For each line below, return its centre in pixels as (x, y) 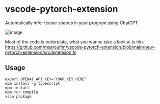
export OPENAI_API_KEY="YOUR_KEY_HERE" (46, 79)
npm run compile (22, 92)
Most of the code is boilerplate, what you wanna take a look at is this (74, 42)
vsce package (18, 96)
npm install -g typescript (33, 83)
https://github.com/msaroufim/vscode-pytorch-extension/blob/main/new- (80, 47)
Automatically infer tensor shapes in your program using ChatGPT (72, 23)
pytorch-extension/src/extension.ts (41, 52)
